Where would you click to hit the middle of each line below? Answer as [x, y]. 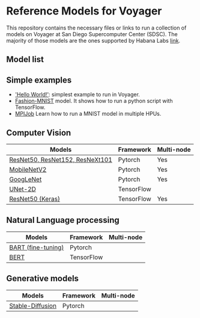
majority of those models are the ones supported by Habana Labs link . [93, 40]
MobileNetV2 [28, 169]
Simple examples [39, 80]
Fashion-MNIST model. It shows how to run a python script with [94, 101]
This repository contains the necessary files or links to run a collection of [96, 28]
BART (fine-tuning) [37, 247]
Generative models [43, 279]
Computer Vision [39, 133]
